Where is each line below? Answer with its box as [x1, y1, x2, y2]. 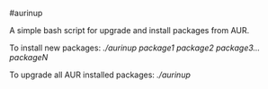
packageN [9, 52, 49, 62]
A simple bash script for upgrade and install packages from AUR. [9, 25, 250, 35]
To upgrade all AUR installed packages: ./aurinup [9, 69, 191, 80]
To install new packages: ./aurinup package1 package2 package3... [9, 42, 261, 53]
